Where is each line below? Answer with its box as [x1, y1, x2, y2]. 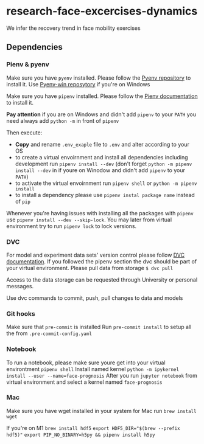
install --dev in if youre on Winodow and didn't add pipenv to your [15, 166, 186, 174]
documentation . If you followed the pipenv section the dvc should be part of [6, 257, 197, 265]
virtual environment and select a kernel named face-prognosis [6, 378, 163, 386]
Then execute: [6, 129, 43, 136]
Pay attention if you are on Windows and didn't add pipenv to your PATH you [6, 111, 197, 118]
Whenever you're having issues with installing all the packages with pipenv [6, 209, 194, 217]
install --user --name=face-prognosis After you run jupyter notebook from [6, 372, 198, 379]
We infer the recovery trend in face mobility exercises [6, 24, 141, 32]
